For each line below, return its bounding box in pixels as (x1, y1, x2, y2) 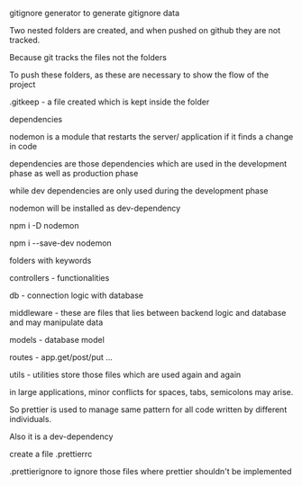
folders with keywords (9, 256, 92, 265)
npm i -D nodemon (9, 220, 79, 230)
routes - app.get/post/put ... (9, 352, 113, 363)
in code (9, 141, 38, 151)
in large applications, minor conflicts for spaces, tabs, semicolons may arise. (9, 387, 294, 397)
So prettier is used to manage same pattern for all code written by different (9, 404, 288, 415)
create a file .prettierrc (9, 449, 93, 459)
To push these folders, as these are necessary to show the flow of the (9, 69, 269, 80)
